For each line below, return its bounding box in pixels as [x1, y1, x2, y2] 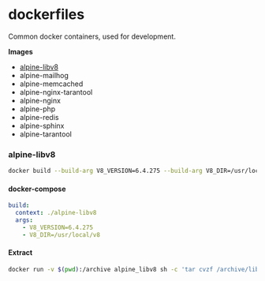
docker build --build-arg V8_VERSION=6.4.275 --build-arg [8, 167, 203, 175]
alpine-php [19, 104, 56, 114]
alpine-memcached [19, 79, 84, 88]
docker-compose [8, 184, 66, 193]
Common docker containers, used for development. [8, 32, 176, 41]
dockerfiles [8, 6, 85, 24]
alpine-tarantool [19, 129, 73, 139]
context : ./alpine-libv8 [15, 209, 97, 217]
